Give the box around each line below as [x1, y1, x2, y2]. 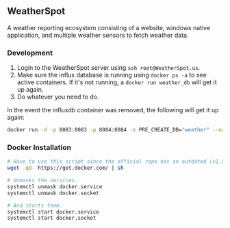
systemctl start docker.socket [7, 215, 97, 222]
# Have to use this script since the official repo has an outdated [7, 158, 207, 165]
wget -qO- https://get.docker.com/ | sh [7, 164, 125, 172]
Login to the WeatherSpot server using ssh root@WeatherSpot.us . [16, 64, 201, 72]
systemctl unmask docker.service [7, 183, 103, 190]
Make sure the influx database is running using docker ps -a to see [16, 71, 207, 79]
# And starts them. [7, 202, 63, 209]
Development [7, 48, 53, 58]
